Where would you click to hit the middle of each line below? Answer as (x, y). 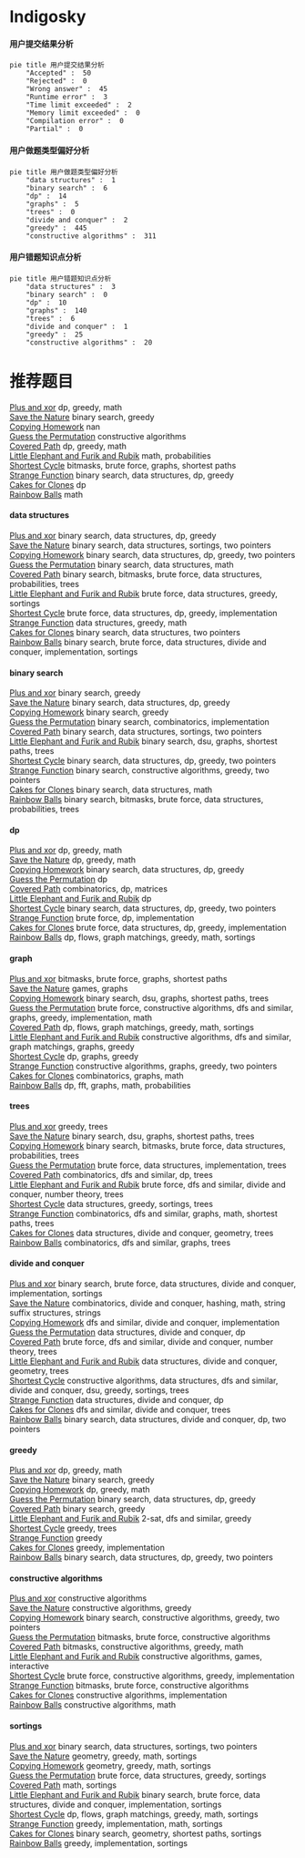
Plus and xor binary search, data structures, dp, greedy (113, 535)
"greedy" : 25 (55, 335)
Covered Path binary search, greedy (77, 1509)
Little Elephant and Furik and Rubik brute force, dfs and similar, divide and (148, 1184)
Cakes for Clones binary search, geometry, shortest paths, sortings (136, 1833)
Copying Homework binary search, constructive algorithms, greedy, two (145, 1618)
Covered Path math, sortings (63, 1785)
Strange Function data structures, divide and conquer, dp (117, 1399)
